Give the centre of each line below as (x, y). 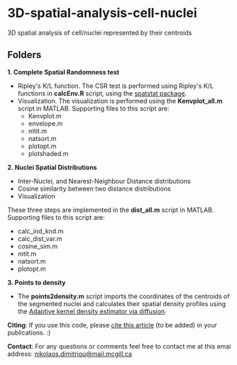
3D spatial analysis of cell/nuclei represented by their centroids (100, 33)
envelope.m (45, 123)
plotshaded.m (48, 153)
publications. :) (29, 332)
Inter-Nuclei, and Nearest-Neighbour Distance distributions (104, 181)
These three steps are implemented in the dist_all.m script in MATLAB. (111, 210)
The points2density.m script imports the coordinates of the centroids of (123, 296)
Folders (24, 55)
